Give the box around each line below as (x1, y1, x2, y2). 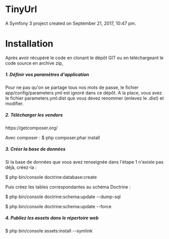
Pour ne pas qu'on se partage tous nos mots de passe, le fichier (5, 84, 139, 90)
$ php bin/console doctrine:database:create (5, 174, 97, 180)
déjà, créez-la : (5, 164, 37, 170)
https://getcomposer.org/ (5, 125, 58, 131)
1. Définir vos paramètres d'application (5, 72, 90, 78)
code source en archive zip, (5, 60, 63, 66)
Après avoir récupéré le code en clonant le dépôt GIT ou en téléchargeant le (5, 55, 164, 61)
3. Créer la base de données (5, 146, 66, 152)
